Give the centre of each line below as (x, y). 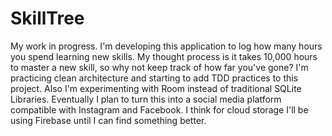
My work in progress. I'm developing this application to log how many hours (166, 46)
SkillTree (47, 18)
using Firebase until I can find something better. (108, 120)
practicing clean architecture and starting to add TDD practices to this (154, 78)
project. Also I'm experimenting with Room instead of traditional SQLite (156, 88)
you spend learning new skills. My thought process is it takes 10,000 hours (164, 56)
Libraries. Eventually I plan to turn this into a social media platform (146, 99)
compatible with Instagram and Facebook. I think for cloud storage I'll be (159, 109)
